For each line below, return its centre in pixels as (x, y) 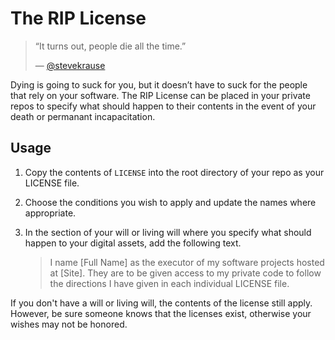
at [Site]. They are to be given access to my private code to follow (185, 273)
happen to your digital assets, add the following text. (133, 243)
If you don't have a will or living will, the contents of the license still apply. (161, 303)
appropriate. (50, 213)
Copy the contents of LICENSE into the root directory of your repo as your (174, 172)
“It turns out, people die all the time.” (110, 46)
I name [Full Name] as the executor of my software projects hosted (187, 262)
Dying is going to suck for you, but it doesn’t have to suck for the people (159, 84)
